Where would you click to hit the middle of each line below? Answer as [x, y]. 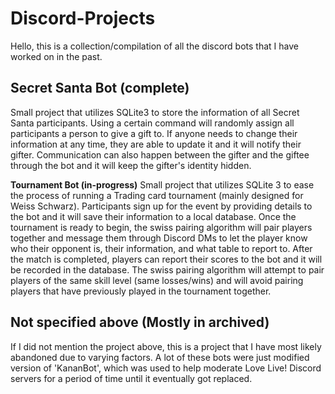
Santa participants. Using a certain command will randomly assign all [152, 123]
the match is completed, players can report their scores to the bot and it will [166, 259]
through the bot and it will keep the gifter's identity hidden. [131, 165]
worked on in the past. [56, 56]
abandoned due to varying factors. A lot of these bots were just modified [160, 357]
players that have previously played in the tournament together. [141, 291]
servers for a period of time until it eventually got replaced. [131, 378]
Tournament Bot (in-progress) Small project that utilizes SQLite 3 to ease [162, 184]
